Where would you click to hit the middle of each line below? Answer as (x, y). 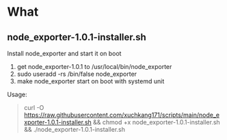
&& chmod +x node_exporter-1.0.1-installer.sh (157, 122)
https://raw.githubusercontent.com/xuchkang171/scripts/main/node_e (122, 115)
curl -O (34, 108)
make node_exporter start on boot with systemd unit (91, 81)
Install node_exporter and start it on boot (64, 53)
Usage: (17, 94)
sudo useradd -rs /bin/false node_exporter (77, 74)
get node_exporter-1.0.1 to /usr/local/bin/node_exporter (94, 67)
